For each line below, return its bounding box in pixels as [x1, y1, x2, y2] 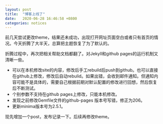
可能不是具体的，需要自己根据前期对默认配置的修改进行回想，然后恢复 [16, 79, 157, 85]
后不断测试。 [12, 85, 38, 91]
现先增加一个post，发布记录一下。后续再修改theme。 [5, 114, 112, 120]
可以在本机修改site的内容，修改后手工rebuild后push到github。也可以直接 [12, 67, 158, 73]
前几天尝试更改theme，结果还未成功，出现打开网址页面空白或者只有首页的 [5, 34, 154, 40]
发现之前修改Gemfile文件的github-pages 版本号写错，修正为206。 [12, 97, 145, 103]
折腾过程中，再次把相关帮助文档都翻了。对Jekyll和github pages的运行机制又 [5, 51, 158, 57]
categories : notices [5, 20, 47, 26]
